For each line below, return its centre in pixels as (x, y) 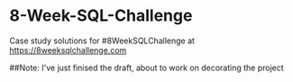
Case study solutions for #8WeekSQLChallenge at (102, 41)
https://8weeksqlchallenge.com (68, 50)
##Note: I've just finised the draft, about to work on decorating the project (146, 68)
